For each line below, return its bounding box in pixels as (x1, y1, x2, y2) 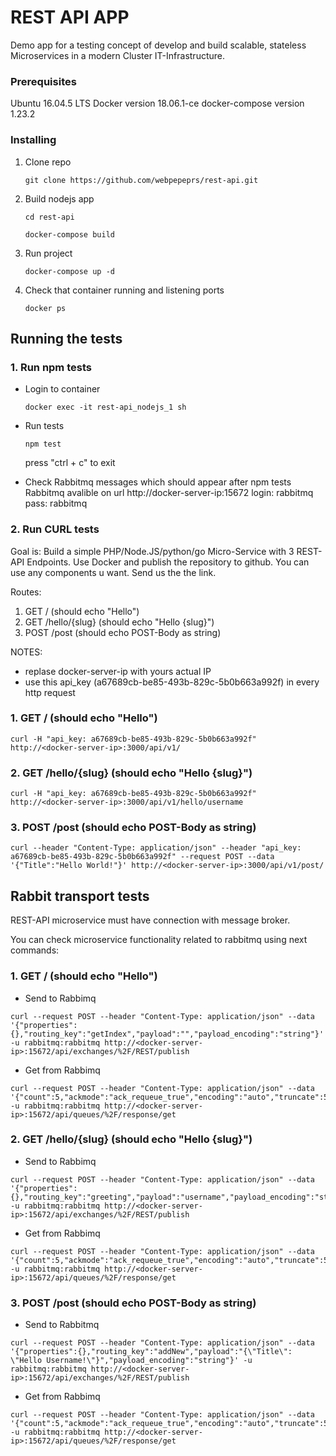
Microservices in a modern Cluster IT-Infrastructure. (10, 49, 225, 61)
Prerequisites (10, 74, 77, 88)
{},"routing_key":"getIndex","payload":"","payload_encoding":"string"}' (10, 1029, 325, 1039)
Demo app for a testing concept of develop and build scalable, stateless (10, 39, 307, 51)
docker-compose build (24, 229, 115, 240)
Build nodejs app (24, 192, 95, 205)
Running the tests (10, 330, 123, 347)
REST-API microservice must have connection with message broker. (10, 914, 291, 926)
